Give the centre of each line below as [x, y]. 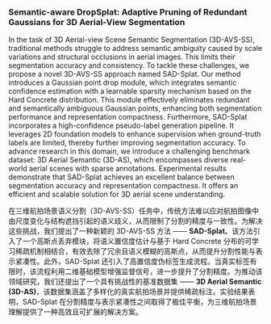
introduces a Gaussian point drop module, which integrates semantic [123, 82]
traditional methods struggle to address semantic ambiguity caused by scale [135, 48]
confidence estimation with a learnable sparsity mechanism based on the [130, 91]
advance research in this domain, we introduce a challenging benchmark [129, 151]
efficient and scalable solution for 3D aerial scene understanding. [117, 194]
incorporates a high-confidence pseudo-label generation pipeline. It [121, 126]
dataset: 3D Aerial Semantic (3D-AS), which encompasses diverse [119, 160]
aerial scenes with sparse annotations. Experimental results [128, 169]
